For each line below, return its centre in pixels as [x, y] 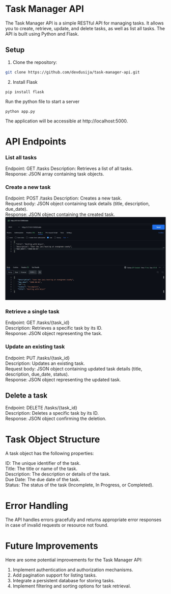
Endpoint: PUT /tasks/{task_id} [38, 358]
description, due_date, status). [37, 374]
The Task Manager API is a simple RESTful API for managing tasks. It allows [84, 23]
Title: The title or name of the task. [41, 469]
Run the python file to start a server [42, 101]
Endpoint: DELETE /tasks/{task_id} [41, 408]
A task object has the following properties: [50, 453]
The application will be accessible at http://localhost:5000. [67, 121]
